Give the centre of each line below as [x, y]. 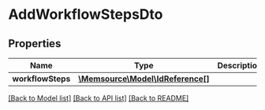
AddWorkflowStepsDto [86, 15]
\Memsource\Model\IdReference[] [144, 79]
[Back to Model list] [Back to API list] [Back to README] [99, 98]
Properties [35, 44]
